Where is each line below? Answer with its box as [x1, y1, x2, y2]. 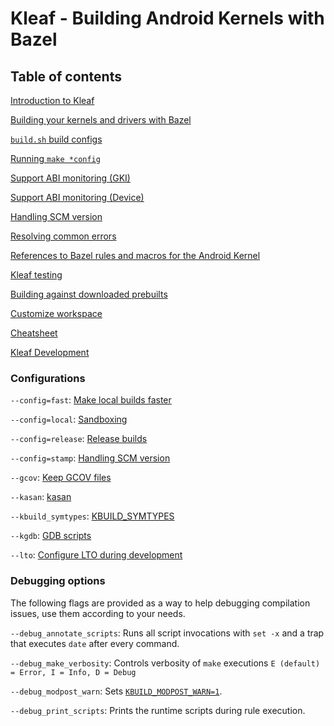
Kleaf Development [10, 347, 90, 358]
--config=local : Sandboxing [10, 413, 128, 426]
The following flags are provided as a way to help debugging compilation [10, 597, 311, 609]
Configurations [10, 371, 86, 385]
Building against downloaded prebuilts [10, 288, 168, 300]
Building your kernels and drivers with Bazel [10, 114, 192, 126]
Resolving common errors [10, 230, 117, 242]
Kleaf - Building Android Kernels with [10, 7, 325, 30]
